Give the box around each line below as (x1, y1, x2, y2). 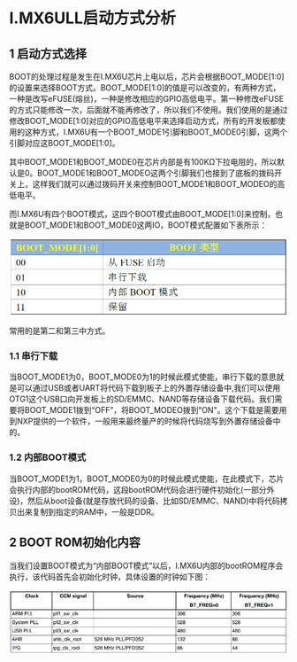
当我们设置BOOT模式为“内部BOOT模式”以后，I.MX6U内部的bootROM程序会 (9, 560, 284, 571)
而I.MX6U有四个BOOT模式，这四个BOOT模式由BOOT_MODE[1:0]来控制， (9, 209, 276, 219)
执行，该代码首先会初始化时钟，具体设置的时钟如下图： (9, 571, 210, 581)
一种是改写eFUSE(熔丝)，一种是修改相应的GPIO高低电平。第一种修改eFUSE (9, 94, 285, 104)
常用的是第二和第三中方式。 (9, 325, 110, 337)
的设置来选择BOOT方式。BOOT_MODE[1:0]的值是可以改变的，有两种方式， (9, 82, 281, 93)
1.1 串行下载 (9, 350, 58, 362)
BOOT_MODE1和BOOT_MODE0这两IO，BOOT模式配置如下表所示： (24, 220, 268, 230)
